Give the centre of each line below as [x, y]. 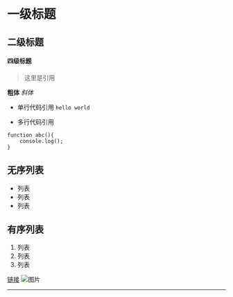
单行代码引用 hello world [53, 107]
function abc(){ [31, 135]
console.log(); [42, 141]
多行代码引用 [35, 121]
